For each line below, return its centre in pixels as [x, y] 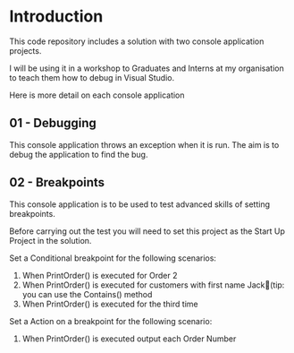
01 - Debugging [53, 123]
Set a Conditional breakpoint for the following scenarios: [113, 258]
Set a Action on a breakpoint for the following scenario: [111, 321]
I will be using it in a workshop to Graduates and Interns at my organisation [147, 68]
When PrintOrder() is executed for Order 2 [100, 275]
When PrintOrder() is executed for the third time [110, 304]
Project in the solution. [50, 240]
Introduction [56, 17]
